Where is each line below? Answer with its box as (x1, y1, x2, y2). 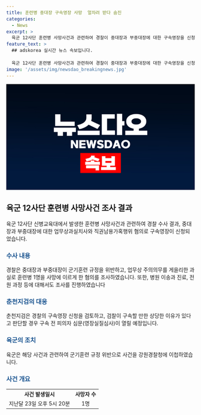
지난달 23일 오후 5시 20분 (8, 400, 71, 407)
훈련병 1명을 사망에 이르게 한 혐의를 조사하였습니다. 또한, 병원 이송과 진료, (17, 274, 188, 281)
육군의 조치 (6, 336, 36, 344)
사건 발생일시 (24, 390, 55, 398)
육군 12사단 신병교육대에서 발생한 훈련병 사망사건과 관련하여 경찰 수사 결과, (6, 220, 181, 227)
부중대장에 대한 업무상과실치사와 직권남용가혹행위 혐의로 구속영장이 (17, 227, 175, 234)
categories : (6, 16, 36, 22)
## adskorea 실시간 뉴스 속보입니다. (11, 48, 93, 54)
